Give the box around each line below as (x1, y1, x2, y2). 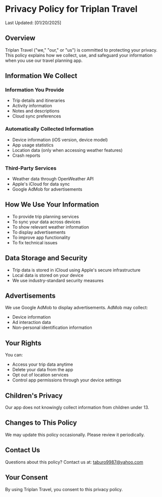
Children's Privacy (5, 391, 63, 400)
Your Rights (5, 339, 42, 347)
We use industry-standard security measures (12, 277, 104, 283)
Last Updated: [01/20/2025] (5, 20, 61, 26)
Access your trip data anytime (12, 361, 73, 367)
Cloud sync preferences (12, 113, 61, 119)
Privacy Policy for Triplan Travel (5, 3, 138, 15)
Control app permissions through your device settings (12, 377, 122, 383)
